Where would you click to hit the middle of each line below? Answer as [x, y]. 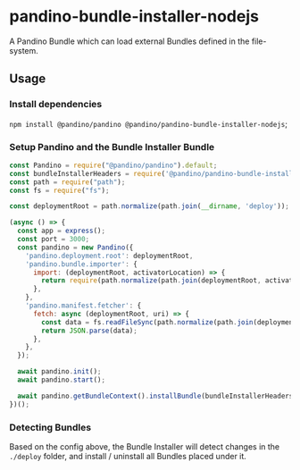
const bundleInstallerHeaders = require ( [87, 173]
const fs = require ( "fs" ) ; [59, 190]
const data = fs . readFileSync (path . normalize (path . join [147, 322]
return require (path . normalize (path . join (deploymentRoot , [151, 281]
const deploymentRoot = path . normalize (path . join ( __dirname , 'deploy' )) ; [150, 206]
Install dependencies [56, 105]
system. [24, 50]
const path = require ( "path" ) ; [67, 182]
